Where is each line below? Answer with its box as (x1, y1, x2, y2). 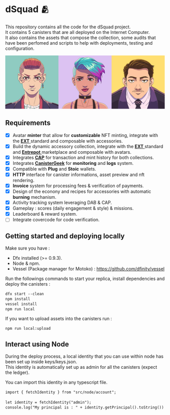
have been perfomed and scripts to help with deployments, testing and (5, 40, 153, 46)
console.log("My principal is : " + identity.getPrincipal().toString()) (5, 405, 164, 410)
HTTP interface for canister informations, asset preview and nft (12, 171, 145, 178)
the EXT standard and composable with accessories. (12, 137, 123, 144)
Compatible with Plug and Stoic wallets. (12, 165, 96, 172)
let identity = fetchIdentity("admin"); (5, 400, 92, 405)
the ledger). (5, 369, 30, 375)
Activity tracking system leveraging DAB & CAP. (12, 199, 112, 205)
